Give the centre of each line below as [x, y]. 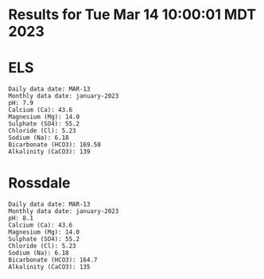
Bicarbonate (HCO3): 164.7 [53, 260]
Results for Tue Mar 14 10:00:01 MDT [132, 15]
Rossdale [39, 183]
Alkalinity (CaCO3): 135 [49, 267]
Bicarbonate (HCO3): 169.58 [55, 145]
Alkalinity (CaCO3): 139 [49, 152]
